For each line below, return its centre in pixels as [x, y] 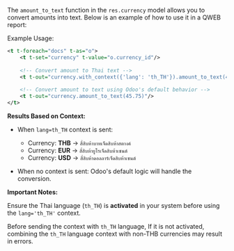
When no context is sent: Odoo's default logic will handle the [104, 171]
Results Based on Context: [46, 116]
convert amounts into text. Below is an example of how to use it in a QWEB [114, 17]
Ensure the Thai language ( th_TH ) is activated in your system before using [114, 205]
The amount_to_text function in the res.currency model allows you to [106, 10]
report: [17, 25]
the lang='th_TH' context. [44, 213]
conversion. [34, 178]
